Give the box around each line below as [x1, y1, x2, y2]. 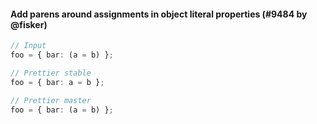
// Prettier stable [10, 68, 92, 78]
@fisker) [10, 18, 48, 30]
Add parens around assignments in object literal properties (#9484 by [10, 8, 308, 20]
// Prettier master [10, 95, 92, 105]
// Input [10, 41, 47, 51]
